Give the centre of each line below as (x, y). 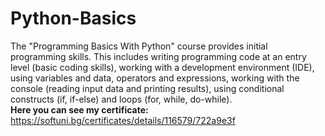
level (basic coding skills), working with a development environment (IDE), (162, 67)
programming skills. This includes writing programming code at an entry (158, 56)
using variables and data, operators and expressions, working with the (155, 78)
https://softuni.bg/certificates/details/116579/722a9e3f (123, 120)
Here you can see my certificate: (79, 109)
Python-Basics (73, 18)
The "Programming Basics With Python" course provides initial (139, 46)
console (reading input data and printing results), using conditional (147, 88)
